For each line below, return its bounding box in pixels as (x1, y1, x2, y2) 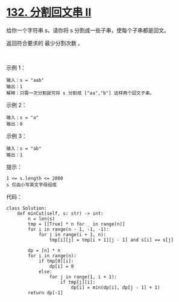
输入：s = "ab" (6, 146, 42, 152)
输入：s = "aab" (6, 77, 45, 83)
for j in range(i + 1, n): (38, 231, 107, 237)
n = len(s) (28, 216, 55, 222)
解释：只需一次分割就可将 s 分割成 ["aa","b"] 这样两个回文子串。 (6, 90, 155, 96)
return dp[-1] (28, 289, 63, 296)
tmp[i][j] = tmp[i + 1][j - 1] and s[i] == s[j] (49, 237, 174, 243)
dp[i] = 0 (49, 263, 74, 269)
